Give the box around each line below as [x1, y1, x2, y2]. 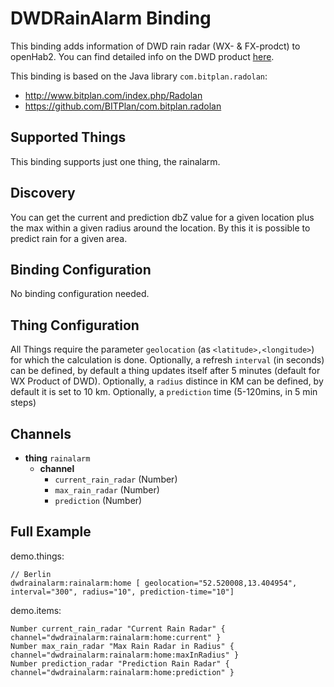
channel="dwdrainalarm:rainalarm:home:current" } [10, 632, 222, 642]
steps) [10, 397, 37, 409]
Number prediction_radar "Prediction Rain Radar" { [10, 658, 230, 669]
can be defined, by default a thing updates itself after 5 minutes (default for [10, 365, 321, 377]
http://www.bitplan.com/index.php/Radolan [24, 89, 203, 101]
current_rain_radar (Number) [54, 473, 178, 485]
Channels [10, 425, 72, 442]
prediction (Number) [54, 495, 143, 506]
